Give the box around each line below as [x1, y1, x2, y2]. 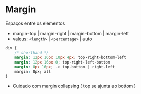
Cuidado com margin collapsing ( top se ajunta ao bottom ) [12, 83, 136, 89]
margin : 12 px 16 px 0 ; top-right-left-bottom [14, 59, 110, 65]
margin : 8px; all [14, 69, 51, 74]
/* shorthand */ [14, 50, 49, 55]
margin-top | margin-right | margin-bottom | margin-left [12, 30, 129, 36]
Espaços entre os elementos [5, 20, 65, 26]
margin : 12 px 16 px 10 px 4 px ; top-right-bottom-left [14, 55, 126, 60]
